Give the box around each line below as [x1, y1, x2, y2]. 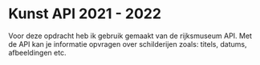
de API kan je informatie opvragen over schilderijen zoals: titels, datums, [8, 39, 247, 48]
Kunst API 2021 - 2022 [8, 5, 162, 23]
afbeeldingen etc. [8, 48, 67, 57]
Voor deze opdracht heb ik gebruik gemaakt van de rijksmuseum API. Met [8, 31, 253, 40]
